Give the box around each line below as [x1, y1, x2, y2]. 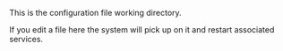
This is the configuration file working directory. [9, 8, 182, 18]
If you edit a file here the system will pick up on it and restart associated [9, 25, 275, 34]
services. [9, 34, 43, 44]
